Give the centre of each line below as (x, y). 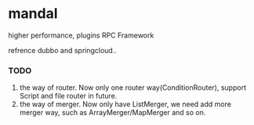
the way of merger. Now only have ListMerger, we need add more (125, 104)
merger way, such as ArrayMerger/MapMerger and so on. (112, 112)
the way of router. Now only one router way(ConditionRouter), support (133, 87)
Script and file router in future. (68, 96)
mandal (33, 14)
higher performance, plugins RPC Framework (81, 35)
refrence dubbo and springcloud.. (63, 50)
